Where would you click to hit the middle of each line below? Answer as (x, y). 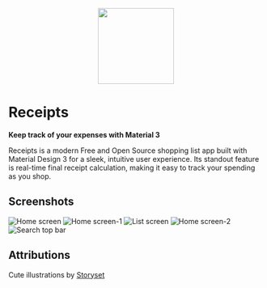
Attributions (40, 255)
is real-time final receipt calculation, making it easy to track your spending (132, 167)
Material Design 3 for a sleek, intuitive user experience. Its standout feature (134, 159)
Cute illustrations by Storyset (57, 274)
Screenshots (41, 202)
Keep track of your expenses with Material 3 (84, 134)
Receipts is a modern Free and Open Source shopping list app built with (128, 150)
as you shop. (30, 176)
